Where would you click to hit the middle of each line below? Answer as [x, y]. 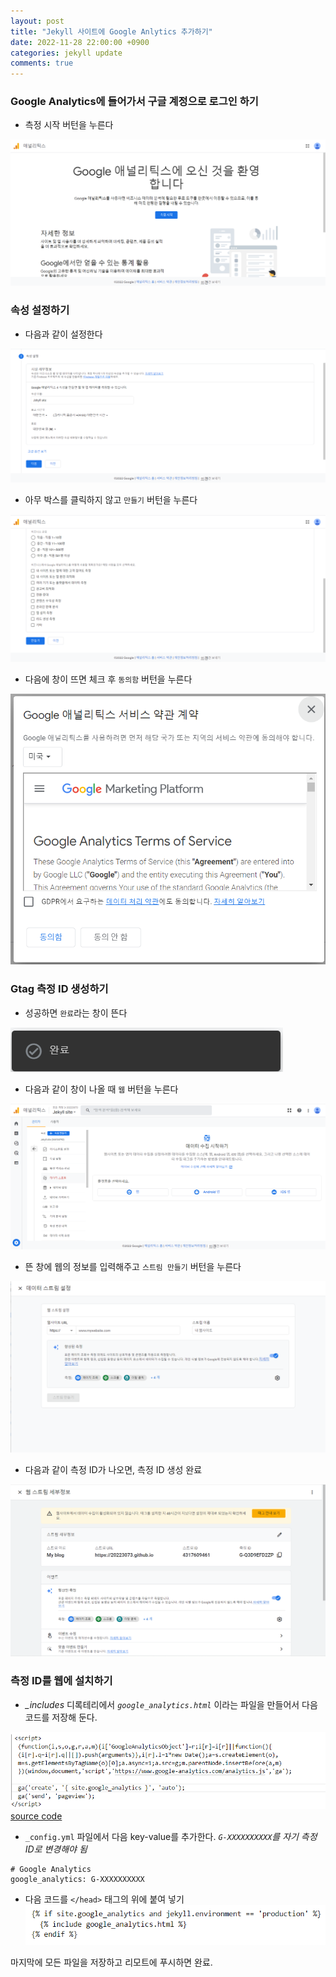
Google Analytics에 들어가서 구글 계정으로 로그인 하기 [134, 102]
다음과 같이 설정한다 [63, 334]
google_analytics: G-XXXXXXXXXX [77, 1879]
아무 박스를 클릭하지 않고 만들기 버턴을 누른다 [111, 499]
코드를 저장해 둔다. [61, 1717]
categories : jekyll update [66, 53]
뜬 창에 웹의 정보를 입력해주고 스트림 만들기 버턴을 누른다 [133, 1267]
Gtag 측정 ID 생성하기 [59, 989]
